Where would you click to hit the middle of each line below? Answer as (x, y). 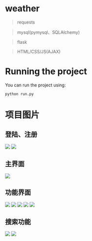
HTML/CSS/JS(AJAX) (39, 52)
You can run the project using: (35, 85)
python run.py (20, 94)
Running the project (46, 71)
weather (23, 9)
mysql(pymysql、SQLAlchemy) (48, 32)
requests (26, 22)
